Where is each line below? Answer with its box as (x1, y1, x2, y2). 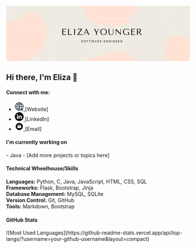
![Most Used (6, 229, 36, 236)
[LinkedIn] (24, 115, 50, 122)
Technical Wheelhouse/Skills (6, 165, 79, 172)
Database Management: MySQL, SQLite (6, 191, 104, 198)
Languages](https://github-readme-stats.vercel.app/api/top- (37, 229, 183, 236)
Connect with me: (6, 89, 51, 96)
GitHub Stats (6, 216, 38, 223)
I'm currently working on (6, 139, 68, 146)
